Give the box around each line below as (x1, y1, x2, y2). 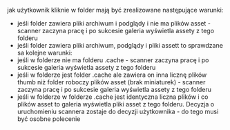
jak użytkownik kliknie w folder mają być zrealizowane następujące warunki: (7, 6, 224, 14)
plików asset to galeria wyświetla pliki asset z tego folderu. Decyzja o (17, 100, 215, 108)
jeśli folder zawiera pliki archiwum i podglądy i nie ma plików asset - (17, 19, 211, 27)
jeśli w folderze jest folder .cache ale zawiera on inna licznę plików (17, 71, 207, 79)
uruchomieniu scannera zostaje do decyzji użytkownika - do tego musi (17, 107, 219, 115)
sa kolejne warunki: (17, 48, 73, 57)
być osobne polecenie (17, 115, 81, 123)
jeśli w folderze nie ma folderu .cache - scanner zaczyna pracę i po (17, 56, 209, 64)
